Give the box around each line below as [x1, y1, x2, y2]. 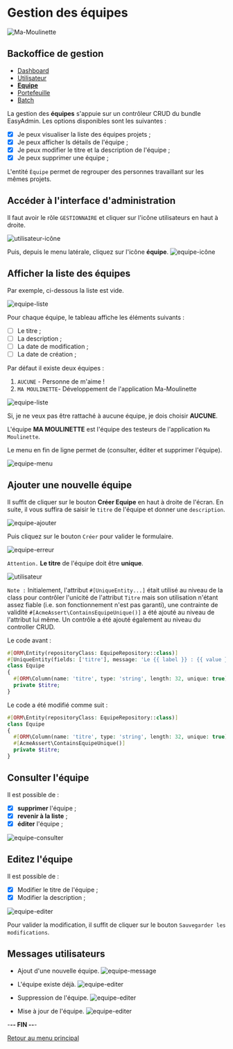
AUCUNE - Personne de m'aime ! [17, 377, 105, 386]
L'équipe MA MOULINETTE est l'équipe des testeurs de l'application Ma [7, 425, 210, 433]
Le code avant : [7, 636, 52, 645]
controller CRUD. [7, 622, 55, 631]
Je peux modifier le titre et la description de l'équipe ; [17, 146, 171, 154]
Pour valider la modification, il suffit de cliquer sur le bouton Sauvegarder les [7, 921, 226, 929]
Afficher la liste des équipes [7, 268, 131, 280]
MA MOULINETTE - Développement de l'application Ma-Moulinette [17, 384, 197, 393]
